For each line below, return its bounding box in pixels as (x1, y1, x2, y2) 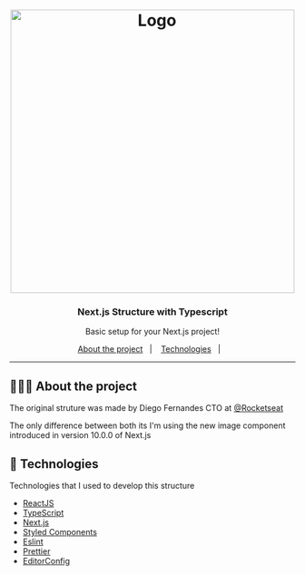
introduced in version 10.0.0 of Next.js (9, 430, 152, 441)
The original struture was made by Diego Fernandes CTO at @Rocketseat (9, 403, 284, 414)
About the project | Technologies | (77, 344, 221, 355)
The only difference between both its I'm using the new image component (9, 420, 286, 431)
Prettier (22, 546, 51, 557)
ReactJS (22, 498, 54, 509)
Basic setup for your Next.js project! (84, 326, 221, 337)
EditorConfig (22, 556, 71, 567)
